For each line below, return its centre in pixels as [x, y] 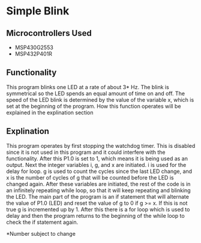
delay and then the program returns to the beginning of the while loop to [95, 215]
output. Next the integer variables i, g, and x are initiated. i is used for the [96, 165]
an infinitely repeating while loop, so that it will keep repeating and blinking [98, 190]
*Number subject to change [41, 233]
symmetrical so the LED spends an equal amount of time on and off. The [95, 93]
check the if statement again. [42, 222]
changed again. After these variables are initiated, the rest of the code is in [98, 184]
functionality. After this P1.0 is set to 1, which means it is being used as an [97, 158]
